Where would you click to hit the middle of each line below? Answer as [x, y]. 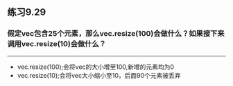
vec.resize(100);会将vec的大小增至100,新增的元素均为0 [96, 67]
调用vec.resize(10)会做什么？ [57, 44]
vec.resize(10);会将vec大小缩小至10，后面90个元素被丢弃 [99, 75]
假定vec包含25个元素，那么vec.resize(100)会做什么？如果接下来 [116, 34]
